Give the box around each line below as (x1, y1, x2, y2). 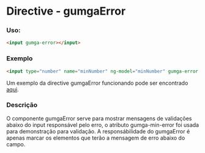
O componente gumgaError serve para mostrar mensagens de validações (6, 115, 192, 122)
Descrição (6, 101, 38, 109)
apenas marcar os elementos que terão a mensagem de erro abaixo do (6, 134, 185, 141)
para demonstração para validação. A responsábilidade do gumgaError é (6, 127, 190, 135)
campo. (6, 140, 26, 148)
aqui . (6, 85, 20, 93)
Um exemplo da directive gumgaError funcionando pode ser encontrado (6, 79, 188, 87)
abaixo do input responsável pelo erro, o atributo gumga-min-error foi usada (6, 121, 199, 129)
